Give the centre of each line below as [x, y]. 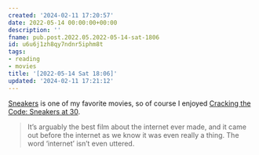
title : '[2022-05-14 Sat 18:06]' [63, 74]
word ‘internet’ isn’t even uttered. [81, 143]
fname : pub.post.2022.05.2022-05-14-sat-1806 [84, 37]
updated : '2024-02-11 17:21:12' [61, 81]
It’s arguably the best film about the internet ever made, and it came [137, 127]
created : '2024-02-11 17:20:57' [61, 15]
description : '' [35, 30]
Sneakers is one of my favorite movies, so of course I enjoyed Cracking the [129, 103]
